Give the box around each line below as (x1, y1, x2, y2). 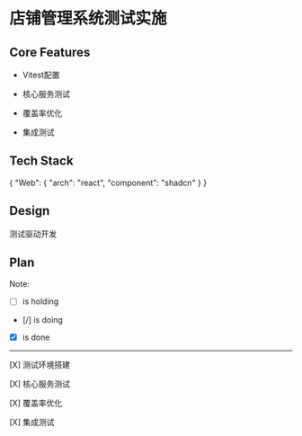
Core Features (9, 44, 91, 59)
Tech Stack (9, 154, 74, 169)
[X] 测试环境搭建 (9, 359, 70, 369)
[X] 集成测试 (9, 416, 55, 427)
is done (22, 332, 50, 343)
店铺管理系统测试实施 (9, 8, 168, 29)
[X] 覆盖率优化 (9, 397, 63, 408)
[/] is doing (22, 314, 63, 325)
